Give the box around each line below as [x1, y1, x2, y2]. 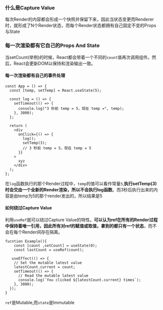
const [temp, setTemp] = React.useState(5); [9, 88, 102, 93]
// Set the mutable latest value [14, 260, 82, 265]
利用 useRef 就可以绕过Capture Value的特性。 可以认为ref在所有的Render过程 [5, 217, 158, 223]
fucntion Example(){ [5, 239, 47, 244]
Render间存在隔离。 [22, 229, 63, 235]
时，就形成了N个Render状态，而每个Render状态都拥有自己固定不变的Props [5, 23, 157, 28]
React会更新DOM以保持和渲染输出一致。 [13, 60, 95, 66]
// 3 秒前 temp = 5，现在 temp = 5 [23, 146, 92, 151]
